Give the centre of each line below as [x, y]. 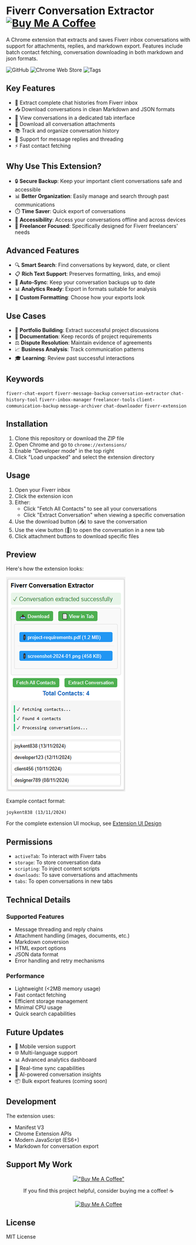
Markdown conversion [42, 942]
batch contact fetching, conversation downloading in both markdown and [95, 52]
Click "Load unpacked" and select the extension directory [85, 457]
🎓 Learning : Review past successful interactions [75, 358]
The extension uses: [31, 1116]
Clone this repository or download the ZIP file [69, 438]
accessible [28, 189]
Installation [27, 424]
